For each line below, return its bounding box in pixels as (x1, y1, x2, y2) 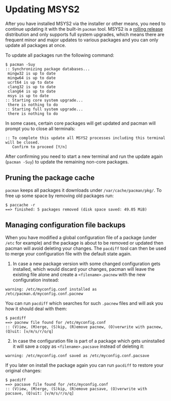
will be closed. (5, 139, 40, 145)
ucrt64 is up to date (7, 80, 54, 85)
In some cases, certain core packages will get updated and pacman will (5, 120, 156, 126)
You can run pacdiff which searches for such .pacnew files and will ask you (5, 300, 163, 306)
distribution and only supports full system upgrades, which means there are (5, 31, 165, 37)
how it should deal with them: (5, 305, 67, 312)
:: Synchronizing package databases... (5, 66, 90, 72)
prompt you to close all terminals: (5, 125, 76, 131)
